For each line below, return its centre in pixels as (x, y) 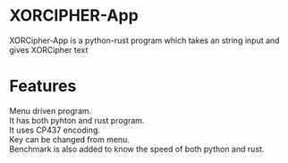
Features (43, 86)
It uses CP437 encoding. (55, 130)
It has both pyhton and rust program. (77, 120)
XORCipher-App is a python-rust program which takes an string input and (144, 40)
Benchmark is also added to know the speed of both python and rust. (137, 149)
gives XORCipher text (49, 49)
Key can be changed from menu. (69, 139)
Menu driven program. (51, 111)
